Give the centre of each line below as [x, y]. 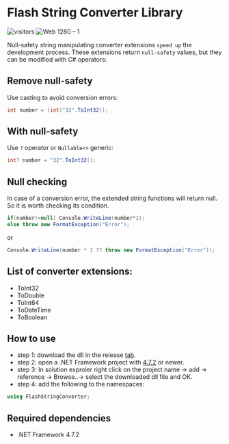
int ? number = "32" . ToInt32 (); [52, 160]
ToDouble [31, 295]
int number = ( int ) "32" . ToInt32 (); [58, 110]
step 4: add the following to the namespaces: [81, 384]
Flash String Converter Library [95, 13]
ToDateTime [34, 310]
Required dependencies [59, 418]
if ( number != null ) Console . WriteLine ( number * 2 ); [76, 218]
